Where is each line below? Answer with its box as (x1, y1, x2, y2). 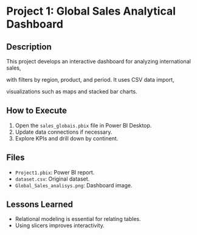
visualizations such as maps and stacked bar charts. (6, 88, 138, 95)
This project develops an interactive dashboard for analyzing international (6, 58, 192, 65)
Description (6, 42, 52, 52)
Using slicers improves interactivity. (15, 222, 105, 230)
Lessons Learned (6, 200, 73, 210)
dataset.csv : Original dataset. (15, 175, 90, 183)
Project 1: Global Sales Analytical (6, 4, 176, 18)
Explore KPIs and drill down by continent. (15, 134, 119, 142)
